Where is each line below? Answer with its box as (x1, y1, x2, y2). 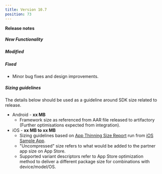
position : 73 (5, 12, 32, 17)
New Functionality (5, 36, 43, 42)
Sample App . (19, 138, 46, 144)
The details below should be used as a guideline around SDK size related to (5, 97, 158, 103)
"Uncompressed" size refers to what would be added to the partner (19, 143, 156, 149)
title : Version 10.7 (5, 7, 47, 12)
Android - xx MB (12, 112, 46, 118)
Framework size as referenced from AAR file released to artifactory (19, 117, 155, 123)
